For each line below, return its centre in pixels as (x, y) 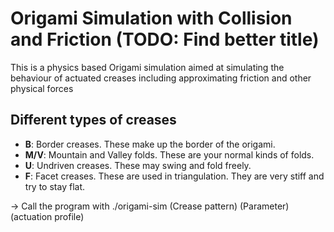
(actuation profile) (47, 216)
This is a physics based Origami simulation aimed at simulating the (147, 67)
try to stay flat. (54, 186)
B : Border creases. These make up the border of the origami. (150, 144)
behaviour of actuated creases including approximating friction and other (161, 78)
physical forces (42, 88)
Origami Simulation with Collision (151, 18)
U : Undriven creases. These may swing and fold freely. (138, 165)
